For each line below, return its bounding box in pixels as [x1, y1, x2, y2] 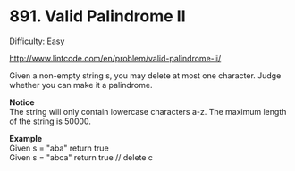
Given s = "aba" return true [9, 142, 109, 153]
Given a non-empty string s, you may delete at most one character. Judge [9, 69, 282, 81]
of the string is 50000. [9, 116, 92, 126]
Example [9, 133, 43, 143]
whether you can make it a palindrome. [9, 79, 153, 90]
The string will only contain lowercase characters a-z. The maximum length [9, 106, 287, 117]
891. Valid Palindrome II [9, 6, 186, 27]
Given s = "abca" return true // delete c [9, 151, 154, 162]
